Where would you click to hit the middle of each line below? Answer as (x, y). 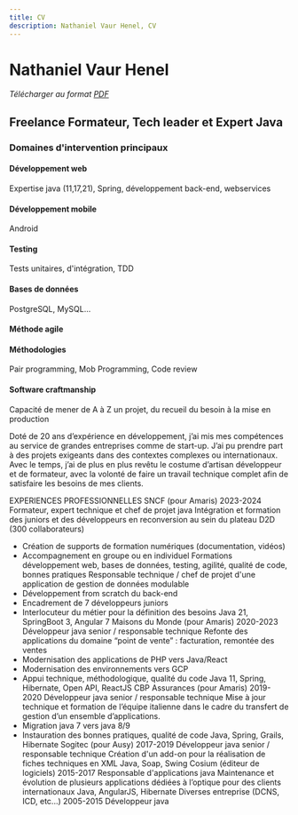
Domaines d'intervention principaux (89, 148)
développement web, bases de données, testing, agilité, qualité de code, (155, 564)
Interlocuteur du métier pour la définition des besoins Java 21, (135, 612)
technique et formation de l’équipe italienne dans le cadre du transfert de (155, 707)
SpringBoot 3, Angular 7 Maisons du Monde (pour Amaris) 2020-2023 (150, 621)
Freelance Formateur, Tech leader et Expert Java (146, 122)
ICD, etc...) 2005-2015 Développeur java (95, 801)
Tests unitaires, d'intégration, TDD (72, 268)
